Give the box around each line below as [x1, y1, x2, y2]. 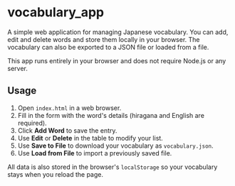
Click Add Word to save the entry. [17, 126, 117, 135]
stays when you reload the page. [7, 170, 104, 178]
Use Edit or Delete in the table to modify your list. [17, 133, 164, 142]
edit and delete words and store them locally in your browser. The [7, 35, 200, 43]
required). [17, 119, 48, 127]
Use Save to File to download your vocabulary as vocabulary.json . [17, 141, 214, 150]
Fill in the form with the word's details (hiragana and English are [17, 111, 205, 119]
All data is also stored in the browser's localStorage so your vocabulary [7, 163, 218, 171]
